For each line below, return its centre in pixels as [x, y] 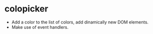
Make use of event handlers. [40, 27]
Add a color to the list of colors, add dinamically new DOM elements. [80, 22]
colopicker [26, 9]
